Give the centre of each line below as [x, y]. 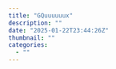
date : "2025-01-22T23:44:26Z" [59, 30]
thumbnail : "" [32, 38]
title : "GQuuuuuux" [41, 15]
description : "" [35, 23]
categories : [28, 45]
